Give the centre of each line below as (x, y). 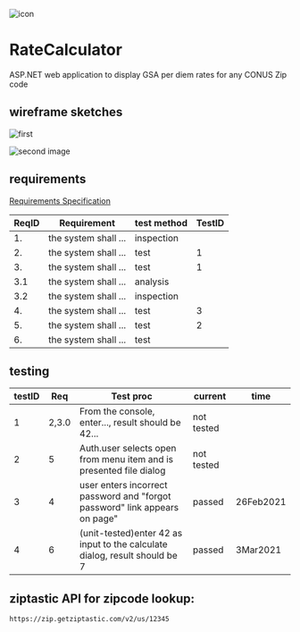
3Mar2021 (258, 550)
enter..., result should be (130, 423)
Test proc (132, 396)
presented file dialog (122, 471)
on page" (99, 518)
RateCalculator (66, 50)
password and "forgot (125, 496)
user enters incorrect (123, 485)
